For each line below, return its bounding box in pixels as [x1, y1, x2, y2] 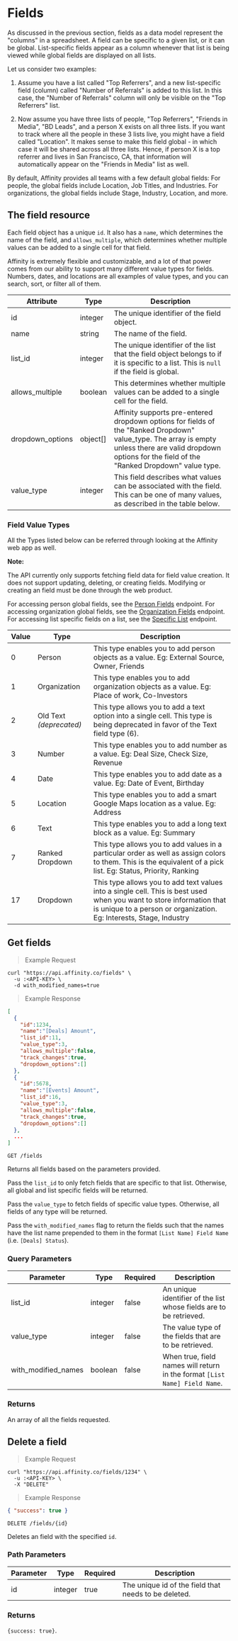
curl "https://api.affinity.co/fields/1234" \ [7, 1468, 147, 1475]
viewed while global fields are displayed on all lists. [7, 51, 157, 60]
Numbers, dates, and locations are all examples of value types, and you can [7, 271, 229, 281]
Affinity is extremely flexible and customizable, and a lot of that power [7, 256, 211, 265]
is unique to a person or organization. [93, 904, 217, 914]
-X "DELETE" [13, 1481, 50, 1488]
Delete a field [7, 1436, 67, 1448]
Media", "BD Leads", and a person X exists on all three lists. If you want [17, 122, 225, 130]
